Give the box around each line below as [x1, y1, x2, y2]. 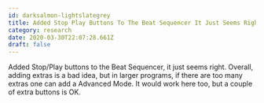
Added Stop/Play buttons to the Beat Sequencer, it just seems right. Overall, [8, 62, 254, 72]
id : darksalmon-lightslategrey [8, 11, 111, 20]
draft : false [8, 41, 51, 49]
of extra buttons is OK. [8, 87, 81, 97]
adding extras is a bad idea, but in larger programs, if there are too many [8, 71, 244, 80]
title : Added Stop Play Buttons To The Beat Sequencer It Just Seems [8, 19, 241, 27]
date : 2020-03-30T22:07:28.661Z [8, 33, 114, 42]
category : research [8, 26, 72, 34]
